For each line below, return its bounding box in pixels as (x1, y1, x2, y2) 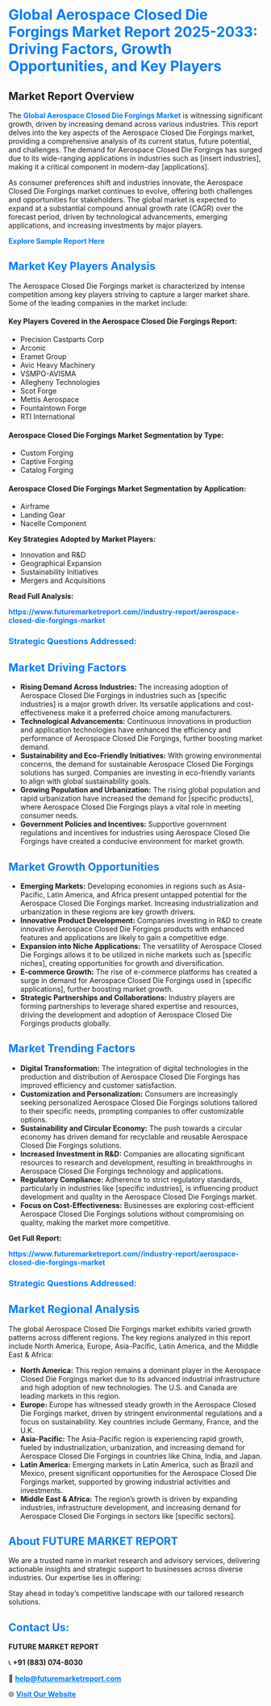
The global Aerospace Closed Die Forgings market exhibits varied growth (8, 1323, 252, 1333)
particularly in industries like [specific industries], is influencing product (19, 1183, 259, 1193)
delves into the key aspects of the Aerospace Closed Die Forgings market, (8, 128, 256, 137)
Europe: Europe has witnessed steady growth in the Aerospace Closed (19, 1399, 256, 1409)
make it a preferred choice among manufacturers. (67, 708, 232, 717)
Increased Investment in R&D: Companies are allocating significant (19, 1148, 245, 1159)
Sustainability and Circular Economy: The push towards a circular (19, 1123, 243, 1133)
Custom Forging (19, 448, 74, 458)
